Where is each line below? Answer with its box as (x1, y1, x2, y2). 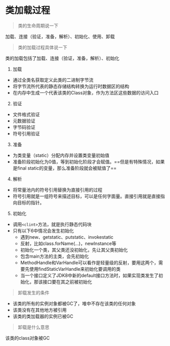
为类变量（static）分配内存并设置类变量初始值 (12, 152, 110, 158)
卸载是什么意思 (17, 324, 50, 330)
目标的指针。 (17, 199, 44, 205)
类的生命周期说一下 (17, 22, 59, 29)
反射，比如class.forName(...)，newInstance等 (20, 240, 116, 246)
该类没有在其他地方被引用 (12, 307, 67, 313)
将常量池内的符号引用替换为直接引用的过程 (12, 187, 103, 193)
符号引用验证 (12, 130, 40, 136)
